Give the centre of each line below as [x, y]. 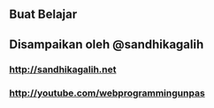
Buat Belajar [43, 14]
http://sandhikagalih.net [63, 69]
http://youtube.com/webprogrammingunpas [107, 93]
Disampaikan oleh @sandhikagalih [107, 44]
